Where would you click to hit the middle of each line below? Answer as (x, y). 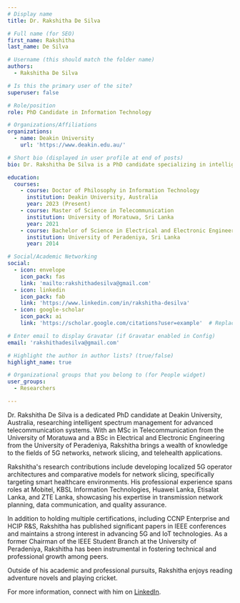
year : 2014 (42, 244)
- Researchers (35, 389)
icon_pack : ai (41, 317)
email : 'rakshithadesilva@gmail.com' (64, 343)
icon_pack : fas (43, 276)
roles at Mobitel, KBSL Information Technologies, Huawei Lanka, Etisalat (113, 489)
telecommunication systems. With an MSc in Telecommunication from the (116, 430)
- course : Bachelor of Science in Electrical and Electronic (113, 230)
